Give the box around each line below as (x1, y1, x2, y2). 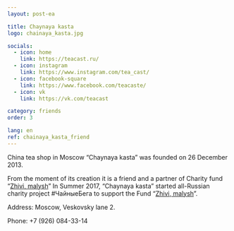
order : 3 (7, 114, 33, 122)
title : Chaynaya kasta (7, 23, 74, 30)
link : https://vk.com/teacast (20, 95, 109, 102)
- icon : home (13, 49, 52, 57)
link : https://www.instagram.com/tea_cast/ (20, 69, 150, 76)
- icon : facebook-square (13, 75, 87, 82)
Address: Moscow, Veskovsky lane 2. (7, 203, 116, 211)
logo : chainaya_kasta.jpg (7, 30, 83, 37)
